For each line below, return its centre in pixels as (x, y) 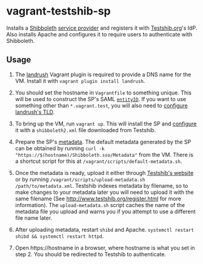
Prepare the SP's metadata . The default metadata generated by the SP (103, 142)
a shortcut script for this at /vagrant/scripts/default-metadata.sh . (98, 161)
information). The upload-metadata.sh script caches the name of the (100, 205)
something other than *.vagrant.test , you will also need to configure (101, 105)
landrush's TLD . (35, 112)
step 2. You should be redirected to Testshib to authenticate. (91, 254)
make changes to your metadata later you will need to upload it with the (104, 192)
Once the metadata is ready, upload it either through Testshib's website (104, 173)
